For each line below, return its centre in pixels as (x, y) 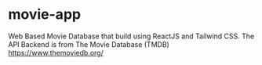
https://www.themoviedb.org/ (56, 52)
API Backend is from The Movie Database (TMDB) (89, 44)
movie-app (44, 14)
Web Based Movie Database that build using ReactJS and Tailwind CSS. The (131, 36)
